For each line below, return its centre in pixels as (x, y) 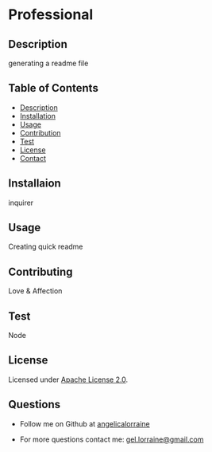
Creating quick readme (46, 247)
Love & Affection (35, 291)
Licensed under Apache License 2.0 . (68, 379)
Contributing (40, 271)
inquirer (21, 202)
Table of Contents (54, 88)
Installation (38, 116)
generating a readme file (48, 63)
